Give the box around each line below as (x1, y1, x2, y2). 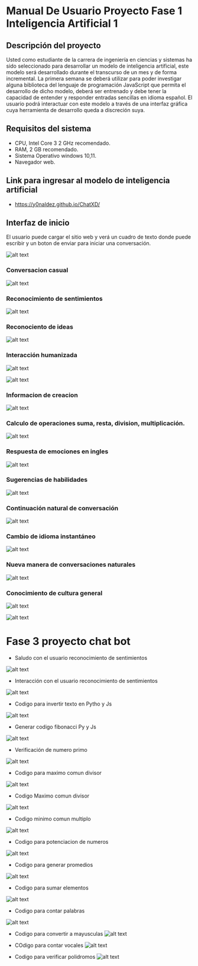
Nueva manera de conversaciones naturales (6, 561, 136, 569)
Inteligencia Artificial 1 (6, 17, 118, 30)
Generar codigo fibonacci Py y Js (14, 723, 96, 730)
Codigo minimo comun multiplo (14, 815, 91, 822)
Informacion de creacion (6, 390, 78, 399)
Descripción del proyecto (6, 40, 102, 50)
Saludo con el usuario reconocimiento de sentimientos (14, 654, 148, 661)
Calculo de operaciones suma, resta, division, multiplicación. (6, 419, 185, 427)
